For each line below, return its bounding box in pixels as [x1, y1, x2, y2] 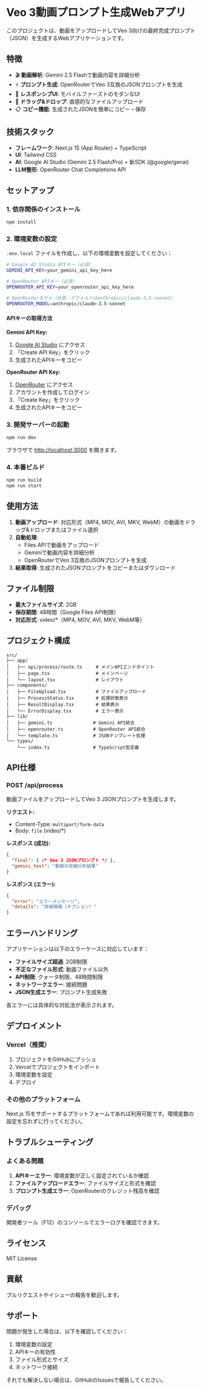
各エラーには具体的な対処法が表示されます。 [6, 1001, 117, 1009]
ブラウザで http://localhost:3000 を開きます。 [6, 446, 120, 453]
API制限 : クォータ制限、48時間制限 [15, 973, 103, 981]
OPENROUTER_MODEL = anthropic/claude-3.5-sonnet [6, 300, 126, 307]
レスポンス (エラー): [6, 880, 56, 888]
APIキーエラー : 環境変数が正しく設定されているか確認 [15, 1171, 150, 1179]
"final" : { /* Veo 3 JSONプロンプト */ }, [12, 858, 116, 864]
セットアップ [6, 185, 54, 195]
